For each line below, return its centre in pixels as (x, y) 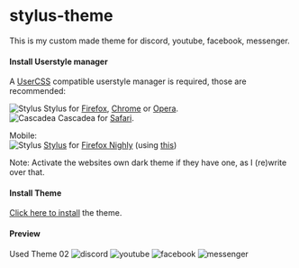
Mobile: (23, 135)
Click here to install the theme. (66, 213)
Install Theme (36, 193)
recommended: (37, 91)
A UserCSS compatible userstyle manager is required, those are (128, 81)
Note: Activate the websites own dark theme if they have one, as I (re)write (148, 162)
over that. (27, 172)
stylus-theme (61, 16)
